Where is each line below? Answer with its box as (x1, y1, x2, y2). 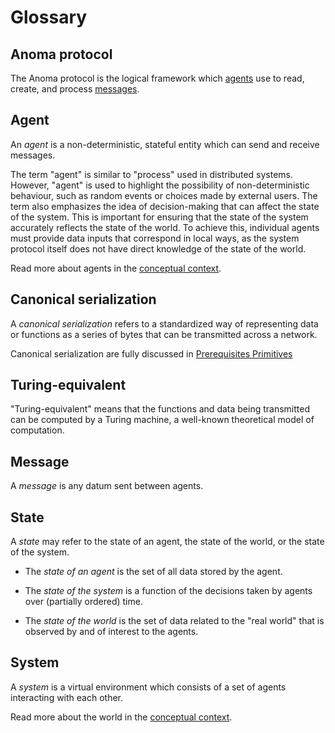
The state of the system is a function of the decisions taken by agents (24, 585, 313, 597)
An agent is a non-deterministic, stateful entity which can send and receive (10, 138, 320, 150)
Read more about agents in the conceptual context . (10, 262, 222, 274)
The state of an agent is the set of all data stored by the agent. (24, 566, 283, 578)
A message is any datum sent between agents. (10, 480, 204, 492)
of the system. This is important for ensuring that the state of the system (10, 211, 309, 223)
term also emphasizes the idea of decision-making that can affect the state (10, 200, 320, 212)
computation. (10, 424, 65, 436)
